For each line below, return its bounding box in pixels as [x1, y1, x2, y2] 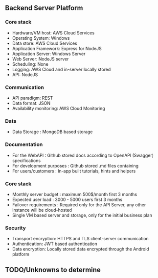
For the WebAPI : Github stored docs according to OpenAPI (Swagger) [12, 152, 154, 158]
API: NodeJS [12, 71, 38, 78]
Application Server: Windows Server [12, 51, 86, 56]
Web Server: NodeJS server [12, 56, 69, 62]
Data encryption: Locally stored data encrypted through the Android [12, 246, 149, 252]
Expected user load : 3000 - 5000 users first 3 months [12, 196, 123, 202]
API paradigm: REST [12, 95, 53, 101]
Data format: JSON [12, 100, 50, 106]
